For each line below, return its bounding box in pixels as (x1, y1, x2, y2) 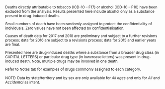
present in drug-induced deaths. (5, 13, 61, 18)
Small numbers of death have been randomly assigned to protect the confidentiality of (5, 21, 153, 26)
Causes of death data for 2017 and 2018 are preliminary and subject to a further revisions (5, 34, 158, 39)
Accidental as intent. (5, 80, 41, 85)
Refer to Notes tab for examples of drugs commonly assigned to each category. (5, 67, 141, 72)
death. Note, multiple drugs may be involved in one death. (19, 59, 119, 64)
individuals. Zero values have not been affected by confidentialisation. (5, 26, 125, 31)
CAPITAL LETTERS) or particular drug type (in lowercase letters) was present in (5, 54, 141, 59)
